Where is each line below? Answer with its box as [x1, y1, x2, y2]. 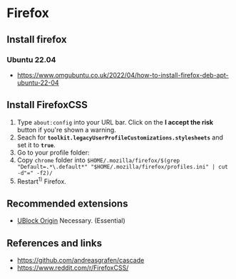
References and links [6, 237, 103, 249]
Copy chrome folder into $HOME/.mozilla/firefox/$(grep [16, 155, 180, 164]
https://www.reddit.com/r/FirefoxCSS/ [16, 263, 129, 272]
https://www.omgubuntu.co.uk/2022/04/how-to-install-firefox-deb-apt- [16, 70, 229, 79]
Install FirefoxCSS [6, 99, 88, 111]
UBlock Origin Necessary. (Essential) [16, 216, 125, 225]
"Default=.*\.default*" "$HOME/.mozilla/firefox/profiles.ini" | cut [16, 163, 229, 170]
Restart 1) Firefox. [16, 176, 67, 186]
